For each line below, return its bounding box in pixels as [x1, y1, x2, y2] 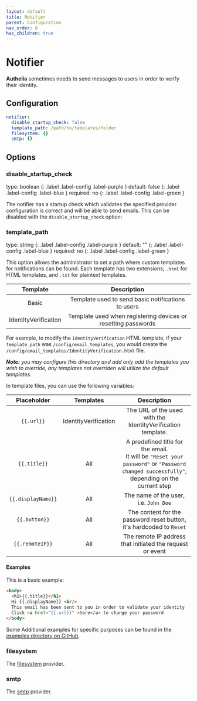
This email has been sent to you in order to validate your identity [11, 605, 185, 611]
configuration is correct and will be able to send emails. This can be [6, 207, 170, 214]
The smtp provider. [6, 688, 52, 695]
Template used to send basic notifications [70, 295, 185, 303]
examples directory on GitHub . [6, 632, 80, 639]
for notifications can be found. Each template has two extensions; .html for [6, 265, 188, 272]
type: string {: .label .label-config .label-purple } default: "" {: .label [6, 242, 167, 249]
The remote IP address [123, 532, 186, 541]
